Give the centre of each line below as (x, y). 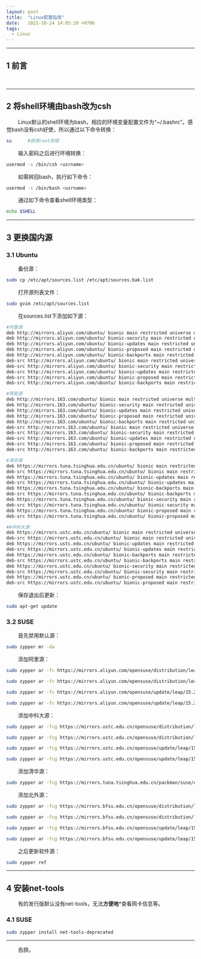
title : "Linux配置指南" (35, 17)
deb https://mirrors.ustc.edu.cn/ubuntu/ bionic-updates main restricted (100, 544)
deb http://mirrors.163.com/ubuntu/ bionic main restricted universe (95, 400)
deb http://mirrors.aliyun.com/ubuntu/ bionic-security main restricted (99, 338)
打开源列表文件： (39, 292)
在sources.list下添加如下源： (53, 316)
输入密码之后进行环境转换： (52, 153)
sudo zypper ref (26, 862)
